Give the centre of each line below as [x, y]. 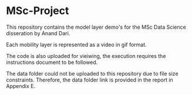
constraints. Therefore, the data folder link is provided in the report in [90, 80]
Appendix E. [21, 86]
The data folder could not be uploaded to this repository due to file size [92, 73]
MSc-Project [38, 11]
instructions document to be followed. [52, 62]
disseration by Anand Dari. [38, 33]
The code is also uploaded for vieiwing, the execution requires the [86, 56]
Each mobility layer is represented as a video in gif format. [76, 45]
